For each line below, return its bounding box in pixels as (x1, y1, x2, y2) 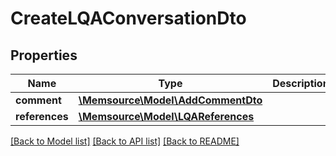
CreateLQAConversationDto (10, 7, 247, 30)
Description (272, 77, 330, 90)
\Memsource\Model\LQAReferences (78, 110, 255, 123)
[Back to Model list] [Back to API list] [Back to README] (10, 135, 240, 147)
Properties (10, 47, 78, 64)
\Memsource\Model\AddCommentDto (78, 93, 263, 107)
